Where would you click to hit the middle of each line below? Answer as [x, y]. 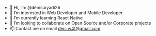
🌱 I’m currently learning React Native [46, 18]
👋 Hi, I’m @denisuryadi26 [35, 8]
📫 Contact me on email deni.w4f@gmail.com [55, 28]
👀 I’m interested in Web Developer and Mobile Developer [66, 13]
